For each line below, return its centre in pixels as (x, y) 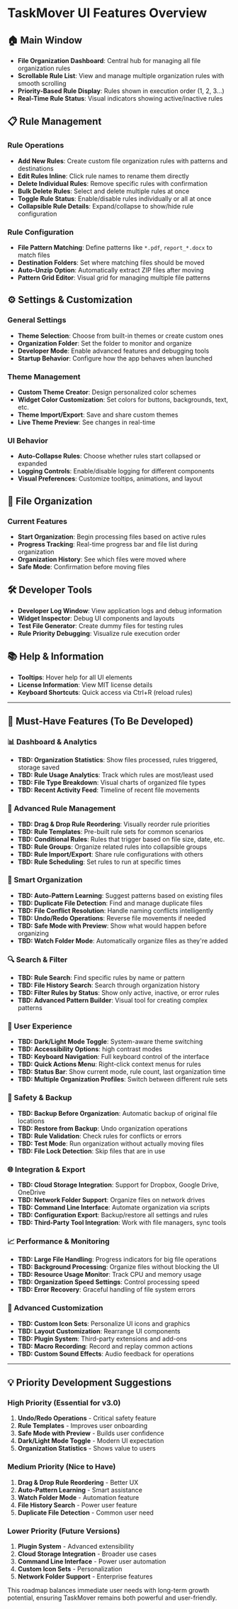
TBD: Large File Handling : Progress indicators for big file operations (117, 1259)
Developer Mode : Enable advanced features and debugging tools (113, 351)
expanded (32, 463)
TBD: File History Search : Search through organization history (109, 985)
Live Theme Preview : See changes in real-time (86, 422)
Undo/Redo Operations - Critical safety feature (87, 1418)
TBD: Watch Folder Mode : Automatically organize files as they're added (123, 940)
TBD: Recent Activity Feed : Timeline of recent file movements (108, 790)
